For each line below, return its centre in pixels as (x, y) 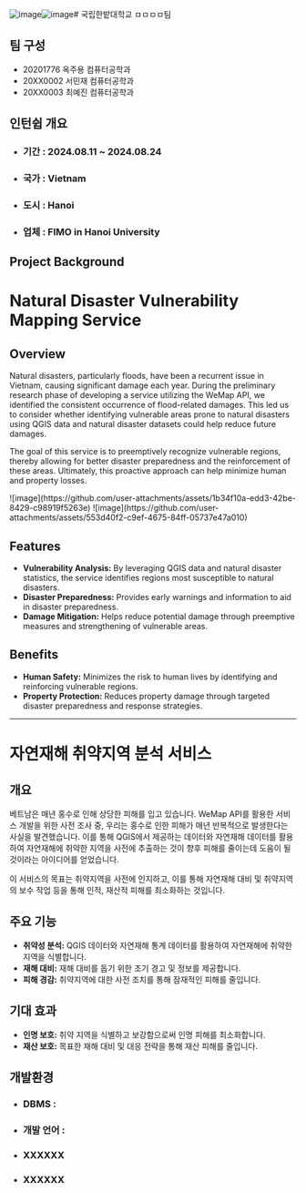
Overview (38, 354)
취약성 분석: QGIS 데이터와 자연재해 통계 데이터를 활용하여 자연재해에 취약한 (158, 945)
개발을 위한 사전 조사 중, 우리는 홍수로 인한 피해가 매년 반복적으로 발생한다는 (153, 825)
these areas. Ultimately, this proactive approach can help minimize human (148, 471)
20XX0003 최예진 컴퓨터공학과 (78, 92)
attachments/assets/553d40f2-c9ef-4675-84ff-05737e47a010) (128, 517)
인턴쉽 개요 (39, 123)
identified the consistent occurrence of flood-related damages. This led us (149, 405)
